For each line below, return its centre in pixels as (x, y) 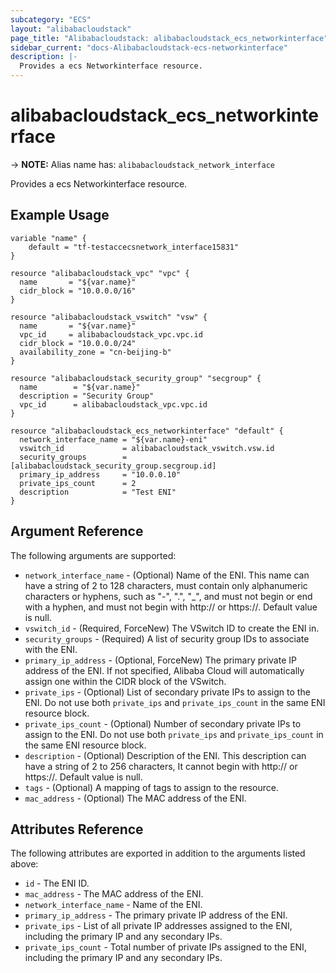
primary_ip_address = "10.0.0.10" (100, 474)
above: (24, 864)
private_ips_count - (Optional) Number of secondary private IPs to (163, 723)
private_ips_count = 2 (78, 483)
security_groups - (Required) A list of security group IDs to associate (167, 638)
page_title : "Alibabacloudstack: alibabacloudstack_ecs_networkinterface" (169, 38)
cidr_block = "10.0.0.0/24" (78, 343)
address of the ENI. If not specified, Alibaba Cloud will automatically (164, 670)
